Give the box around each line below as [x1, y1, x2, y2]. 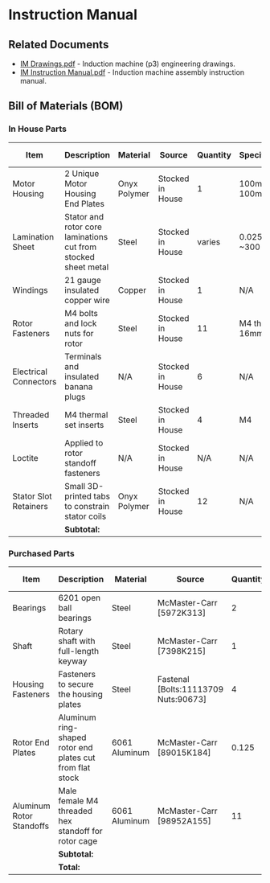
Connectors [12, 376, 57, 387]
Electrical [12, 366, 48, 377]
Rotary [58, 625, 84, 636]
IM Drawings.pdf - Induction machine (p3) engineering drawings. [19, 59, 235, 68]
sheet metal [63, 261, 109, 273]
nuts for [63, 327, 94, 339]
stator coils [63, 511, 107, 522]
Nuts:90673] [157, 693, 207, 704]
